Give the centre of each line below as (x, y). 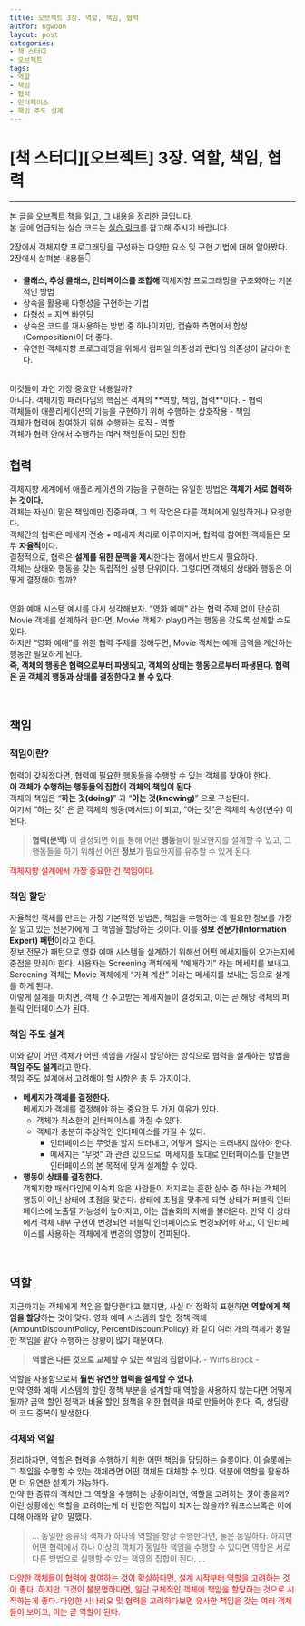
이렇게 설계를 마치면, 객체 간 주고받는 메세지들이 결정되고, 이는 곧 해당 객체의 (145, 997)
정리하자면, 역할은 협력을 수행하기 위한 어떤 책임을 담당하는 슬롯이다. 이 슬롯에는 (151, 1460)
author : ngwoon (38, 26)
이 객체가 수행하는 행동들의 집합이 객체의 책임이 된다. (102, 787)
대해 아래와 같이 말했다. (51, 1517)
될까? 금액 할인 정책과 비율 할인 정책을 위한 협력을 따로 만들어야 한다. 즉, (137, 1402)
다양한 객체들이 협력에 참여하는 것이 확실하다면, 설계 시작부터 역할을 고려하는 (145, 1578)
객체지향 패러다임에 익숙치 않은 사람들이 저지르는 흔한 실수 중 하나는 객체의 (155, 1189)
